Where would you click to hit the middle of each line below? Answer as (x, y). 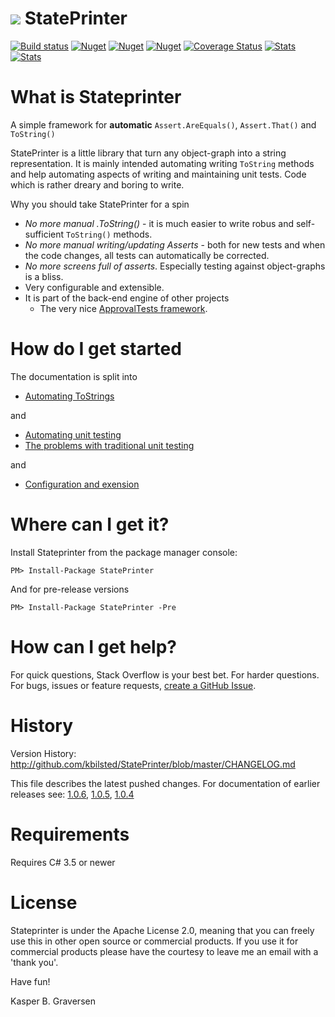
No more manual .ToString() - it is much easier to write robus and (159, 223)
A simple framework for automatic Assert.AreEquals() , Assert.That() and (163, 124)
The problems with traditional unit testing (109, 445)
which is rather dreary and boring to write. (97, 184)
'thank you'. (34, 962)
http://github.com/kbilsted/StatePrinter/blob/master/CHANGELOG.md (153, 764)
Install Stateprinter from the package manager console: (124, 552)
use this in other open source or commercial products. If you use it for (154, 941)
